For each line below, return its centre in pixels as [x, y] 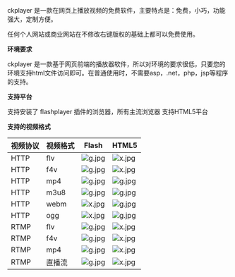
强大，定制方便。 [32, 19]
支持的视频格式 [29, 127]
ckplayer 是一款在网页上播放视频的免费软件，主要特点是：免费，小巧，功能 [116, 10]
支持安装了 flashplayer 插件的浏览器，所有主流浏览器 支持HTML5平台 [108, 112]
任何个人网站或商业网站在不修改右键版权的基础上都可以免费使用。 [103, 34]
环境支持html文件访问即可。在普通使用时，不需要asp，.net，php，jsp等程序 [118, 73]
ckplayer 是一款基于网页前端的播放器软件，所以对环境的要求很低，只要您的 [116, 64]
